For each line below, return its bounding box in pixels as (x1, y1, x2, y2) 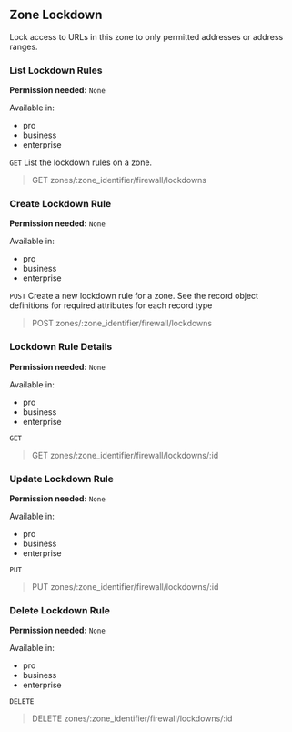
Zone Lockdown (9, 7, 103, 23)
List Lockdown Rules (9, 64, 103, 77)
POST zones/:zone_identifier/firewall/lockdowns (31, 318, 212, 329)
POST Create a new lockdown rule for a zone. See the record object (9, 291, 259, 302)
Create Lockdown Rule (9, 198, 112, 211)
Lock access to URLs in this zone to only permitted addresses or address (9, 31, 284, 42)
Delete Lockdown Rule (9, 603, 111, 616)
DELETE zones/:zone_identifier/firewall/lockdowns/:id (31, 713, 233, 724)
